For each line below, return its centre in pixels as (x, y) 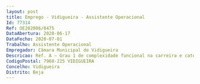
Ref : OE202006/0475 (30, 28)
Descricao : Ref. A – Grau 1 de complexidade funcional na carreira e (94, 56)
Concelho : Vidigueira (33, 67)
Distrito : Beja (25, 72)
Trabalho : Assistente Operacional (49, 45)
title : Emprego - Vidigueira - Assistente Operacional (76, 17)
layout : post (22, 12)
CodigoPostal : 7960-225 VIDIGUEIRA (50, 61)
